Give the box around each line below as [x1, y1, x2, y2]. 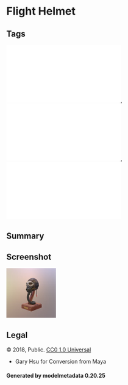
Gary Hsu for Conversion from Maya [15, 358, 107, 365]
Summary [6, 231, 44, 242]
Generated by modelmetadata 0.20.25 [6, 372, 105, 379]
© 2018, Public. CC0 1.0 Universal [6, 346, 91, 353]
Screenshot [6, 251, 52, 262]
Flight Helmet [6, 4, 76, 18]
